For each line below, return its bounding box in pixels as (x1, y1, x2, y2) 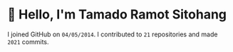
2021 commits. (7, 37, 49, 46)
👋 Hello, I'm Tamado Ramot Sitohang (7, 6, 227, 23)
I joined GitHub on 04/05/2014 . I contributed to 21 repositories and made (7, 30, 218, 38)
